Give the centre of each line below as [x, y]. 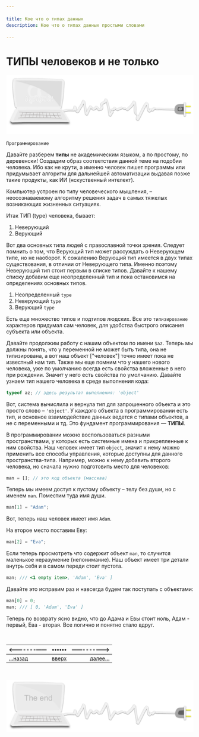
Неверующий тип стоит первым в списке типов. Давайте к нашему [92, 270]
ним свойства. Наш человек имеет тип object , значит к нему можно [93, 447]
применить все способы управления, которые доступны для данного [94, 454]
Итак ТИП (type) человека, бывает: [51, 215]
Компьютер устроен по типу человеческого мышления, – [79, 191]
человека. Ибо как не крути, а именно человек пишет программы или [96, 167]
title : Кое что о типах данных [45, 19]
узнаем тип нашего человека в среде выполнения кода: [78, 381]
